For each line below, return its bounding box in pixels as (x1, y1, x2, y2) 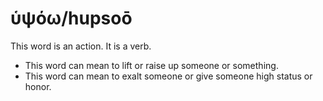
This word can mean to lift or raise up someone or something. (24, 59, 279, 71)
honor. (24, 80, 52, 92)
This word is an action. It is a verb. (10, 40, 152, 52)
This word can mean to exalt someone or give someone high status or (24, 70, 313, 82)
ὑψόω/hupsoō (10, 7, 133, 30)
